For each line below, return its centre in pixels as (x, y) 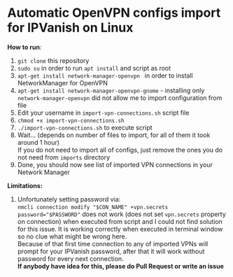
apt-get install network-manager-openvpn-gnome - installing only (111, 90)
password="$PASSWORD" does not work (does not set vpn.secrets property (121, 214)
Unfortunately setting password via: (69, 199)
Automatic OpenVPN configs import (114, 13)
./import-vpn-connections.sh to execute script (85, 127)
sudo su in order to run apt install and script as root (94, 68)
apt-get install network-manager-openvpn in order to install (105, 76)
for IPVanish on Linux (70, 28)
